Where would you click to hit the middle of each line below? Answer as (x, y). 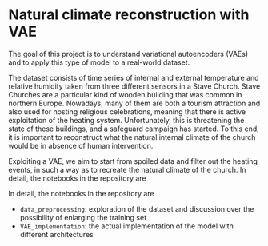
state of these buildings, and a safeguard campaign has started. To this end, (134, 129)
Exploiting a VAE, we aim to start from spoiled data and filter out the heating (133, 161)
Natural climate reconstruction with (129, 15)
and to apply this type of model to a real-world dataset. (99, 62)
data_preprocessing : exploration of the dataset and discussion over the (137, 208)
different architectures (56, 234)
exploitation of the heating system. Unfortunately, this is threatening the (126, 120)
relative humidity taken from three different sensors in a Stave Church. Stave (134, 86)
